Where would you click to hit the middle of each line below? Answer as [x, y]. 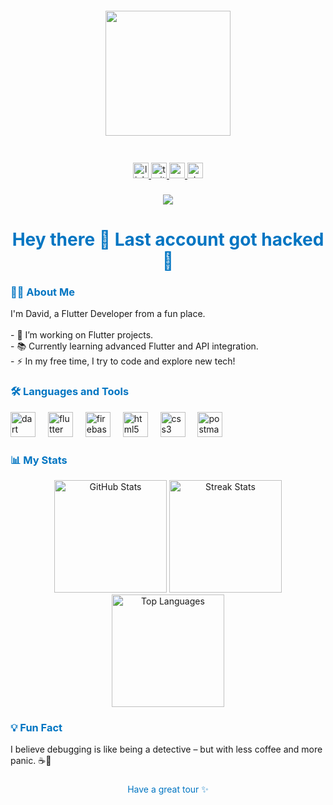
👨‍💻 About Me [42, 292]
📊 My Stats [39, 460]
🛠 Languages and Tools [70, 392]
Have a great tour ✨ [168, 789]
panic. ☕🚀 [31, 761]
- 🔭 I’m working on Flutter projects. [82, 335]
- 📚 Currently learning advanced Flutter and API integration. [134, 346]
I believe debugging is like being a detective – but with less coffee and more [166, 749]
